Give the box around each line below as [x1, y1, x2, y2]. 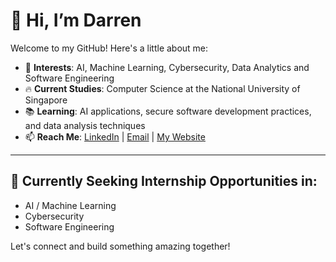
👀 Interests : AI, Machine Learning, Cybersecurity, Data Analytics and [24, 61, 310, 73]
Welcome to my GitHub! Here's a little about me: [10, 42, 209, 54]
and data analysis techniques [24, 119, 146, 131]
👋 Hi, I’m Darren [10, 9, 142, 32]
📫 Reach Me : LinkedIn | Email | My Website [24, 130, 206, 143]
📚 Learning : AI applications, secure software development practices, [24, 105, 312, 117]
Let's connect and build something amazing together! [10, 240, 231, 252]
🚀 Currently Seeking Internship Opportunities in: [10, 173, 318, 190]
